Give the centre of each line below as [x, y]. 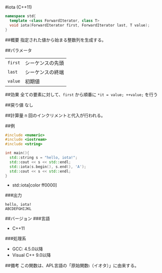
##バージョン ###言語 [27, 218]
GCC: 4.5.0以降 [27, 249]
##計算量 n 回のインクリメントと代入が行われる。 [55, 115]
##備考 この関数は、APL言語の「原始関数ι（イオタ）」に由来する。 [72, 266]
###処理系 [16, 239]
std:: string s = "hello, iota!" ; [44, 158]
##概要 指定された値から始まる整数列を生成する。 [56, 40]
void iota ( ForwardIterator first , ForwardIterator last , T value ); [80, 25]
